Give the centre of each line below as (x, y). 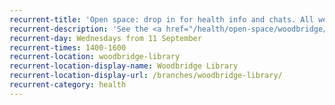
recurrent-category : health (68, 85)
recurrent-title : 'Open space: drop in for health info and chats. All (161, 19)
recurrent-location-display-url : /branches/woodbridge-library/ (146, 76)
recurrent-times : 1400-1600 (68, 47)
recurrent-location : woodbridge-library (95, 57)
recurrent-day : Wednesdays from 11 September (105, 38)
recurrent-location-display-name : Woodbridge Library (124, 66)
